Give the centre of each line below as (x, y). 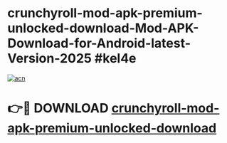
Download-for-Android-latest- (99, 43)
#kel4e (115, 59)
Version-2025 (50, 59)
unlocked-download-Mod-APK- (103, 28)
